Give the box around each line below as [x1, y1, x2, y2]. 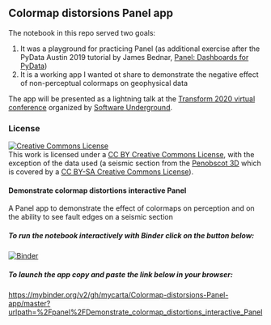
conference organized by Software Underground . [8, 102, 173, 112]
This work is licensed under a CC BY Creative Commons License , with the [8, 150, 255, 160]
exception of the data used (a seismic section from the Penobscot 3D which [8, 158, 261, 169]
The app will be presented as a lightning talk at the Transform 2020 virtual [8, 93, 256, 104]
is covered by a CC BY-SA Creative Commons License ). [8, 167, 194, 177]
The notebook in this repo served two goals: [8, 28, 156, 37]
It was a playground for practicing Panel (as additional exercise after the [19, 44, 260, 53]
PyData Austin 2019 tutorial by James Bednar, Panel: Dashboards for [19, 52, 249, 62]
